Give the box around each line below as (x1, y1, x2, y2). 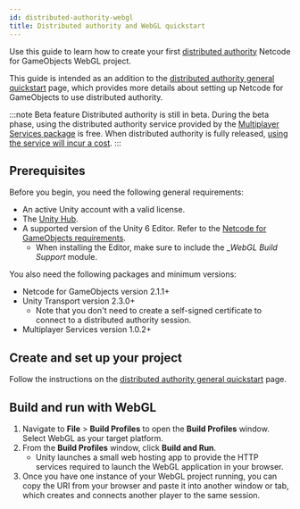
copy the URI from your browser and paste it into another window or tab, (21, 480, 289, 491)
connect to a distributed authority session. (35, 314, 192, 326)
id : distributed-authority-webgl (9, 13, 134, 22)
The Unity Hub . (21, 213, 79, 224)
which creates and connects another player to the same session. (21, 489, 261, 500)
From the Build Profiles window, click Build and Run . (21, 442, 217, 453)
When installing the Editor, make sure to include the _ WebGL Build (35, 242, 279, 253)
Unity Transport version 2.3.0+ (21, 296, 136, 306)
